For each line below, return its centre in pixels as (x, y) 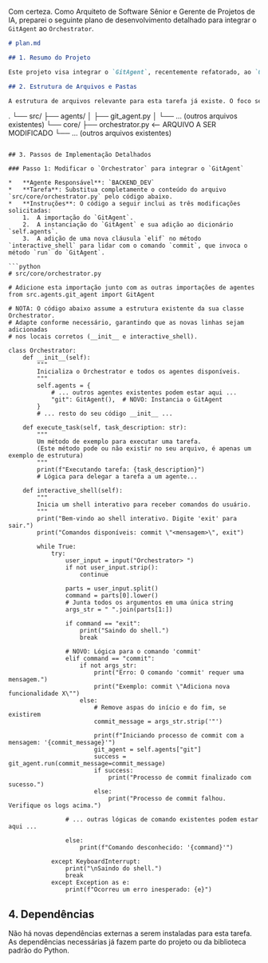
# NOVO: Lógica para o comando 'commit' (133, 652)
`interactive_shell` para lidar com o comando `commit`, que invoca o (128, 246)
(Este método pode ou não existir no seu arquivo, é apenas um (144, 449)
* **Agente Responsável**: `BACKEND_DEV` (82, 183)
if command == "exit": (103, 624)
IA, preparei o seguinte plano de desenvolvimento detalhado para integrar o (132, 20)
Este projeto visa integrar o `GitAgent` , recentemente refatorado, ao (130, 72)
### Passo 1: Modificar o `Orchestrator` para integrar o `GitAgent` (126, 169)
